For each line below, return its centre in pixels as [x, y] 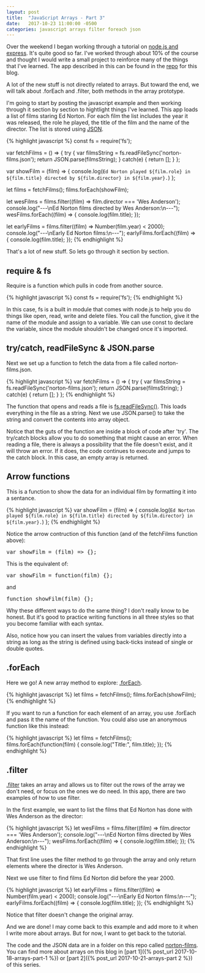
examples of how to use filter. [44, 798]
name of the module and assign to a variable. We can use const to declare [100, 322]
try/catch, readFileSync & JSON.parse [80, 348]
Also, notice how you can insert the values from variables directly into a [96, 635]
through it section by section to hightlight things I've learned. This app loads [102, 110]
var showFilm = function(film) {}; [60, 575]
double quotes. [25, 648]
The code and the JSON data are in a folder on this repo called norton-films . [102, 945]
